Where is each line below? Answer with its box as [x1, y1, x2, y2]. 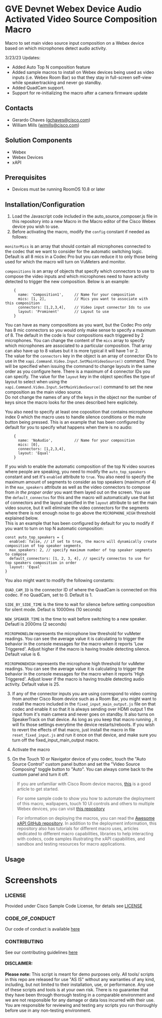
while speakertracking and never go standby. [12, 79, 103, 86]
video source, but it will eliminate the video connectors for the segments [5, 505, 149, 511]
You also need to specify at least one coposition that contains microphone [5, 409, 153, 415]
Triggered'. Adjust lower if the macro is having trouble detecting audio [5, 676, 144, 682]
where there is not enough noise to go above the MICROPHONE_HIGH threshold [5, 510, 156, 516]
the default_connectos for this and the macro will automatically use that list [5, 495, 154, 500]
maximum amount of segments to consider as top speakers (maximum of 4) [5, 479, 156, 485]
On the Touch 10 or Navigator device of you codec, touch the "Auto [12, 756, 146, 762]
